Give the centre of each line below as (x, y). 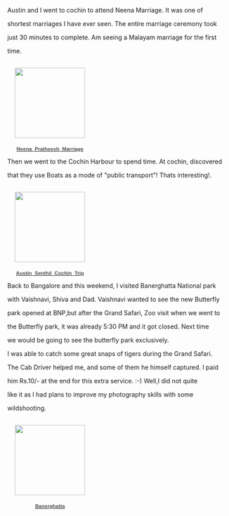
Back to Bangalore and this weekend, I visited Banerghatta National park (112, 286)
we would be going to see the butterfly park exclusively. (89, 340)
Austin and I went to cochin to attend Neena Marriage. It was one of (105, 10)
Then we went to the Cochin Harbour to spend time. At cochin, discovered (115, 161)
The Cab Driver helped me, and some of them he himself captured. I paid (113, 367)
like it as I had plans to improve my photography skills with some (100, 395)
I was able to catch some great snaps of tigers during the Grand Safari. (110, 353)
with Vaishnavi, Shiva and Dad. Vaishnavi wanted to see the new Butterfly (113, 299)
